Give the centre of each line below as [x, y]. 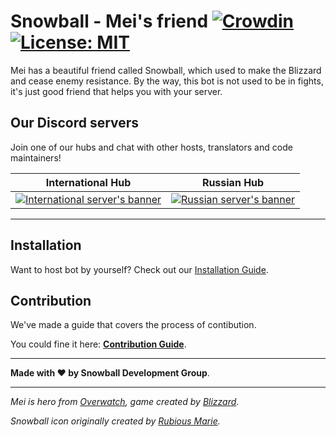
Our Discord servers [75, 123]
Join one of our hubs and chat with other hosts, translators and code [151, 147]
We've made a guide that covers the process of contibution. [133, 325]
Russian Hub [233, 182]
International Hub [88, 182]
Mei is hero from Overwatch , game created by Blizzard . [125, 402]
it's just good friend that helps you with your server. [116, 91]
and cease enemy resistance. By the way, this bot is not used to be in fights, [167, 81]
